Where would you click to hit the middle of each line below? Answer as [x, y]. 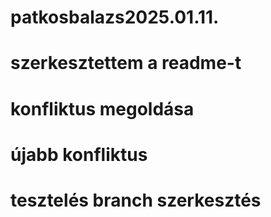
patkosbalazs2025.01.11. [115, 17]
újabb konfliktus [79, 154]
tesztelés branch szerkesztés [136, 200]
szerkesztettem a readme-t [126, 63]
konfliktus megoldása [102, 108]
